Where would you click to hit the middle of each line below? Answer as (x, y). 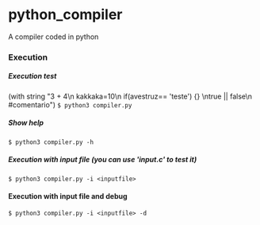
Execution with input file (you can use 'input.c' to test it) (103, 160)
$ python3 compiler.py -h (51, 142)
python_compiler (65, 15)
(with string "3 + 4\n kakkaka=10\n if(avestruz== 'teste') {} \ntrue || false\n (130, 96)
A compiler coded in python (54, 37)
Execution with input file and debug (68, 196)
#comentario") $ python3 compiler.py (70, 104)
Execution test (32, 76)
